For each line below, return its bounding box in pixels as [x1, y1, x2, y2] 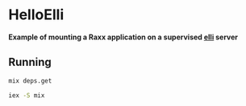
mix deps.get [8, 76, 52, 85]
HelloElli [8, 6, 65, 24]
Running [8, 55, 52, 69]
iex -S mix [8, 91, 45, 100]
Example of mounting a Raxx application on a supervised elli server [8, 32, 239, 42]
